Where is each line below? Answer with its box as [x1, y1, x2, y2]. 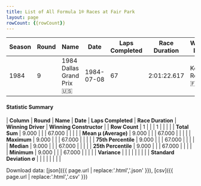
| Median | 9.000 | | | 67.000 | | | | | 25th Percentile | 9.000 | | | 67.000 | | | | [6, 142, 193, 149]
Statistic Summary [6, 103, 54, 110]
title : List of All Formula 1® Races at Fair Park [6, 8, 135, 15]
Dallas [62, 64, 80, 73]
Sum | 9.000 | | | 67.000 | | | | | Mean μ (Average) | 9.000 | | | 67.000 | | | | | [6, 130, 191, 137]
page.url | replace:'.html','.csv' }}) [6, 173, 88, 180]
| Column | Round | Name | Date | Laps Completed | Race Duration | [6, 116, 176, 124]
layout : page [6, 14, 39, 20]
